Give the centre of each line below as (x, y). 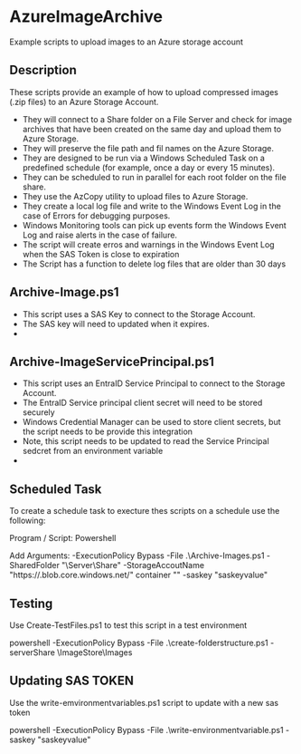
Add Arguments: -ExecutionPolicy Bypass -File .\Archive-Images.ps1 (137, 556)
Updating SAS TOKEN (71, 681)
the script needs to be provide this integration (107, 431)
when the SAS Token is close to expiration (101, 254)
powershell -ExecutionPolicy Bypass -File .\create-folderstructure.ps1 (139, 643)
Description (43, 70)
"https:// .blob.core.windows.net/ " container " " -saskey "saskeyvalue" (139, 575)
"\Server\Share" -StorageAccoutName (133, 565)
